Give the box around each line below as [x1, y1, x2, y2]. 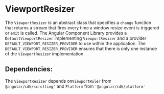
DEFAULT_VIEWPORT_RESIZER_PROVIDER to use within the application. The [5, 40, 146, 46]
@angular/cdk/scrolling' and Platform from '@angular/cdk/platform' [5, 83, 145, 89]
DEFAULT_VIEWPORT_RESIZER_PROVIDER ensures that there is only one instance [5, 46, 157, 51]
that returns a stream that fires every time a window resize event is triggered [5, 24, 160, 30]
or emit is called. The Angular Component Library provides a [5, 30, 127, 36]
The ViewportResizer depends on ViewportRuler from [5, 78, 112, 84]
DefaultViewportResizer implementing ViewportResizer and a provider [5, 35, 147, 41]
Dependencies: [5, 65, 53, 73]
